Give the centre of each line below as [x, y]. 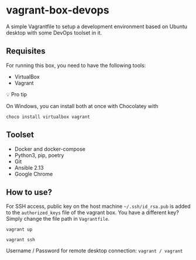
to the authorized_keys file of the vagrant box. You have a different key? [93, 212]
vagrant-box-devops [58, 10]
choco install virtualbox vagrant [48, 117]
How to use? [29, 192]
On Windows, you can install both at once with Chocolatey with [82, 106]
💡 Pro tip [17, 94]
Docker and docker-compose [50, 149]
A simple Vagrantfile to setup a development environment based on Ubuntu [97, 26]
